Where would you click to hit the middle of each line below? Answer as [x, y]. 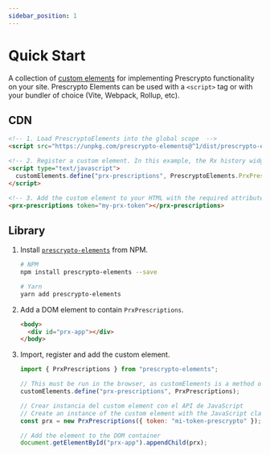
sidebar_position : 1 [43, 16]
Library [27, 230]
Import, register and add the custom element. [95, 354]
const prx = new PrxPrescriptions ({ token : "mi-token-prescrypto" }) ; [141, 421]
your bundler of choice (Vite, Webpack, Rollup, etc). [94, 95]
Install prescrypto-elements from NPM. [84, 250]
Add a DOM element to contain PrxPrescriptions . [102, 309]
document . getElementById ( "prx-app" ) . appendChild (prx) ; [114, 443]
